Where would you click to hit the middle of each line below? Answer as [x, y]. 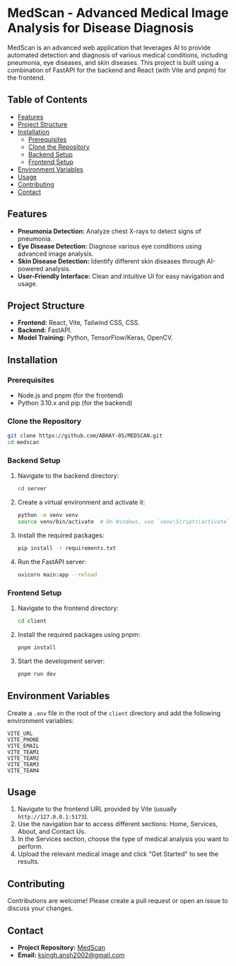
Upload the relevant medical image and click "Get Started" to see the [118, 854]
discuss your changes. [40, 908]
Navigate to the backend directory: [68, 476]
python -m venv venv [48, 515]
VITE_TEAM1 [23, 752]
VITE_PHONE [23, 739]
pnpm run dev [37, 674]
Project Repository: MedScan [61, 947]
